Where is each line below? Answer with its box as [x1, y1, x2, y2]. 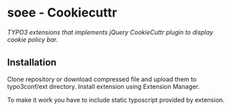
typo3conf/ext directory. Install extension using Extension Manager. [7, 82, 200, 90]
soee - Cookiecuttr [7, 5, 118, 21]
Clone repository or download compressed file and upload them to [7, 74, 197, 83]
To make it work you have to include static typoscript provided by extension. [7, 95, 225, 104]
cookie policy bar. [7, 35, 58, 43]
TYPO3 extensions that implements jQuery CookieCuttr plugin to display [7, 28, 214, 36]
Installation [7, 57, 57, 68]
